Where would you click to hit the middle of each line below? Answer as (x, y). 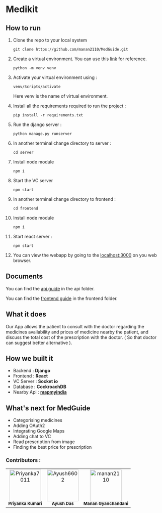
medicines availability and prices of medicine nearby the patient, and (77, 332)
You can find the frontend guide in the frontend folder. (62, 298)
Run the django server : (37, 124)
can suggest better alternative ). (39, 343)
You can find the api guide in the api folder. (50, 288)
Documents (24, 276)
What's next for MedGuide (48, 408)
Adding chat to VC (32, 437)
